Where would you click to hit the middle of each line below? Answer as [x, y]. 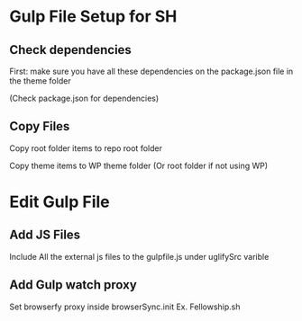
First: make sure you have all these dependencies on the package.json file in [151, 71]
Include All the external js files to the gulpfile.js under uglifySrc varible [139, 256]
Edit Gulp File [59, 202]
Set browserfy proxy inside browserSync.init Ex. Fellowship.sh [125, 307]
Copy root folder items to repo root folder [86, 148]
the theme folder [40, 81]
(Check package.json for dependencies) [84, 98]
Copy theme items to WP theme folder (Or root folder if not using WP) [139, 165]
